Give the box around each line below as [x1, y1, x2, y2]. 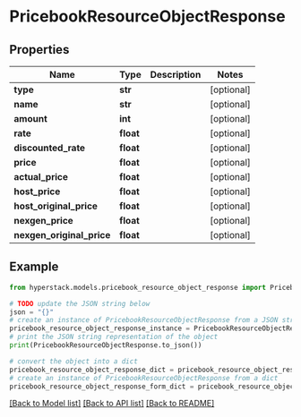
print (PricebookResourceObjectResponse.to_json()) [9, 341, 202, 350]
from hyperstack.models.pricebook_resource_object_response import [9, 283, 267, 292]
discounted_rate [13, 141, 86, 154]
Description [150, 69, 202, 81]
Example [9, 260, 59, 275]
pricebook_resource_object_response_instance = [9, 324, 191, 333]
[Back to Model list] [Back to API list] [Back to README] [9, 398, 215, 409]
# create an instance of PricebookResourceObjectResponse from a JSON [9, 316, 279, 325]
